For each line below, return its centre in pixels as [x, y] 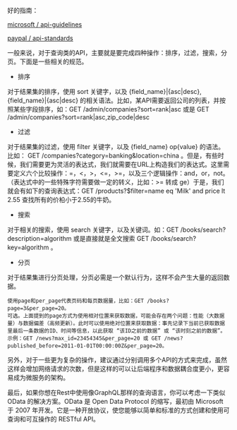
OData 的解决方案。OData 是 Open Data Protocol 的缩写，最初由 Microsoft [115, 401]
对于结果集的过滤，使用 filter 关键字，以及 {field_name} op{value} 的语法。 [116, 147]
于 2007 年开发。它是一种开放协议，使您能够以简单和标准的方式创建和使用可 [119, 410]
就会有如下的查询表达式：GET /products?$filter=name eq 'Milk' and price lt [116, 191]
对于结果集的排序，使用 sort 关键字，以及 [67, 91]
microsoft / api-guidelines [45, 24]
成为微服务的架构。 [41, 377]
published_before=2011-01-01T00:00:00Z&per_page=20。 [87, 346]
